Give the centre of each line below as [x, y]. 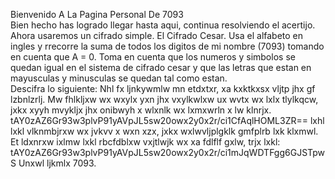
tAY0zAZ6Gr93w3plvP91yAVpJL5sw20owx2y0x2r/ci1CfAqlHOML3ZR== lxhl [167, 120]
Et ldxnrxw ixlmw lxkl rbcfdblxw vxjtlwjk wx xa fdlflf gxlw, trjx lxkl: [145, 142]
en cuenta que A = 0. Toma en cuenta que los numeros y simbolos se [153, 57]
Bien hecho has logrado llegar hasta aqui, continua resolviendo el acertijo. [163, 25]
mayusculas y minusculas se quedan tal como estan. [119, 78]
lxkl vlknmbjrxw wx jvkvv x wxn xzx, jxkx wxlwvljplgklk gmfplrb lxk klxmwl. [164, 131]
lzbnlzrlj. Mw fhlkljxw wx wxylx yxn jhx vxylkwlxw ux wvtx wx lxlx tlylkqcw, [164, 99]
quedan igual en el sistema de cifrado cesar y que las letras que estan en [161, 67]
